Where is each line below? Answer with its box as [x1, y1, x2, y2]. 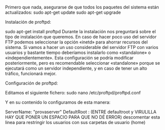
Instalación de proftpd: [5, 19, 51, 25]
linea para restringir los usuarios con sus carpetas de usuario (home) [5, 120, 146, 125]
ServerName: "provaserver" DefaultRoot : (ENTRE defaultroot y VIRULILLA [5, 109, 157, 115]
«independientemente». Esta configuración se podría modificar [5, 55, 134, 61]
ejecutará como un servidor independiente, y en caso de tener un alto [5, 65, 147, 71]
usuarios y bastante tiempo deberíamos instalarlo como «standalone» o [5, 49, 151, 55]
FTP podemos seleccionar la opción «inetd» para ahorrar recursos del [5, 39, 148, 45]
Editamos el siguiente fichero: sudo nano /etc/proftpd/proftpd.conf [5, 90, 141, 95]
